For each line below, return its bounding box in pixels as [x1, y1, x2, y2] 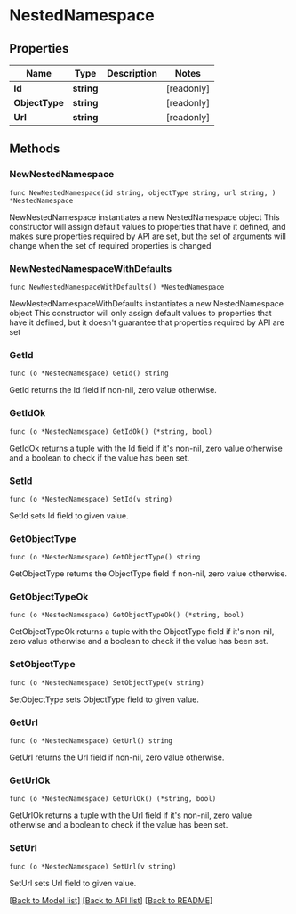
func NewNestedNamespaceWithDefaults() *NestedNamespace [9, 282, 225, 291]
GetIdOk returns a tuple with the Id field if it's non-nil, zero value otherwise [9, 443, 283, 453]
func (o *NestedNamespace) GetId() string [9, 369, 169, 379]
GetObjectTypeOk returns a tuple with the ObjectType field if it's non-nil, [9, 626, 275, 637]
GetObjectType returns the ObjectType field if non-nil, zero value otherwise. [9, 568, 287, 579]
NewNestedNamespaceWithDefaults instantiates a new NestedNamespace [9, 298, 284, 308]
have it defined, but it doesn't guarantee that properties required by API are [9, 317, 284, 328]
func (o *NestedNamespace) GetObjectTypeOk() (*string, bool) [9, 611, 244, 620]
